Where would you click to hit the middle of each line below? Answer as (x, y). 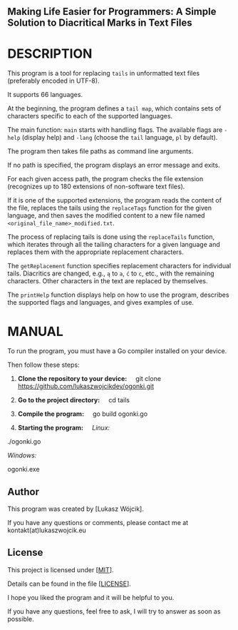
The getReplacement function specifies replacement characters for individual (119, 266)
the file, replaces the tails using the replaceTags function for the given (110, 208)
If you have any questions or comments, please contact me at (98, 523)
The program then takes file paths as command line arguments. (100, 151)
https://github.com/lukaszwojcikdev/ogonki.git (86, 386)
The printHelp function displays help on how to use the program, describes (118, 295)
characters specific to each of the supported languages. (90, 116)
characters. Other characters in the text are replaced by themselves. (108, 281)
